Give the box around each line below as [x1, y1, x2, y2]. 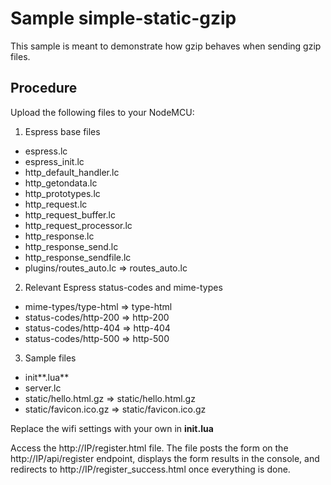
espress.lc [24, 145, 68, 157]
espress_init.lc [24, 155, 85, 167]
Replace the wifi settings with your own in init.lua [10, 422, 214, 434]
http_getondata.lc [24, 177, 98, 189]
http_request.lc [24, 198, 88, 210]
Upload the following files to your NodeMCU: [10, 106, 195, 118]
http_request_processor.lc [24, 219, 133, 231]
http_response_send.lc [24, 240, 119, 252]
